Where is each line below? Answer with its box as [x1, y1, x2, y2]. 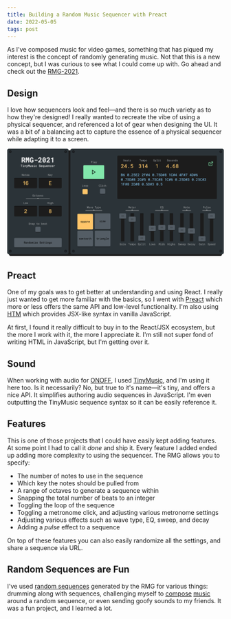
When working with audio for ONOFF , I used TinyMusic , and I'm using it [7, 376, 210, 385]
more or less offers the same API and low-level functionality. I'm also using [7, 303, 219, 311]
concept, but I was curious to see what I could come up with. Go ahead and [7, 60, 221, 68]
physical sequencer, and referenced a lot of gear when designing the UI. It [7, 121, 218, 129]
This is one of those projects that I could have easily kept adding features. [7, 436, 217, 445]
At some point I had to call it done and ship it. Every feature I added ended [7, 443, 217, 451]
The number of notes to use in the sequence [16, 471, 144, 480]
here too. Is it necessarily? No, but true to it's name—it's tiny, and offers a [7, 383, 215, 392]
